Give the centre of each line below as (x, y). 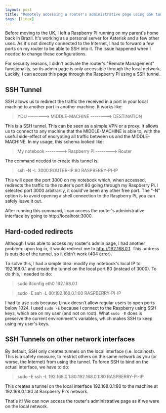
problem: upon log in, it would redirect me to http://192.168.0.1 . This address (82, 249)
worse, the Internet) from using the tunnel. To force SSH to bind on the (77, 362)
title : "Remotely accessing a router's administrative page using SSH (79, 14)
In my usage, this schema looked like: (66, 142)
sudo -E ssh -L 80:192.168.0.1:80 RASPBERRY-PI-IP (69, 293)
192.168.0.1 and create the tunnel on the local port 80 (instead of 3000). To (81, 269)
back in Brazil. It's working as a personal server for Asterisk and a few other (82, 38)
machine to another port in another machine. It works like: (64, 107)
